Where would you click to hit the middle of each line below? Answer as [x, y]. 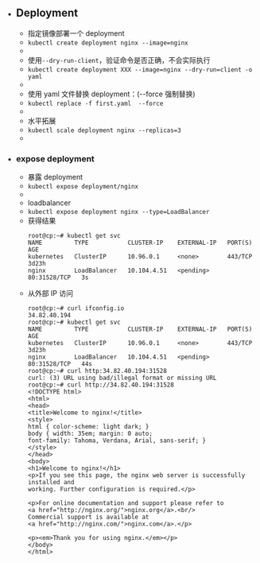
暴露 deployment [55, 177]
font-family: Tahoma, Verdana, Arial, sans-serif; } [117, 441]
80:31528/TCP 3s [58, 278]
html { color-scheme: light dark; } [88, 427]
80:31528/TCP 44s [60, 364]
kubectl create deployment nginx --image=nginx [108, 43]
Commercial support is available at [88, 517]
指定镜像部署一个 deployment [76, 33]
